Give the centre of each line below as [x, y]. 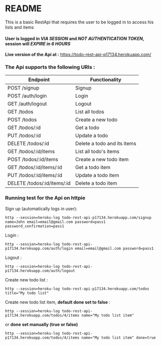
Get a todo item [93, 168]
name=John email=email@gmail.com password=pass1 [55, 222]
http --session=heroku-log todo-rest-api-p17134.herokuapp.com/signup [78, 217]
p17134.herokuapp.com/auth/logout [40, 271]
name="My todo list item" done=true [119, 338]
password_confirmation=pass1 [35, 226]
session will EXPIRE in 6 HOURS [38, 43]
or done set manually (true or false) [41, 324]
